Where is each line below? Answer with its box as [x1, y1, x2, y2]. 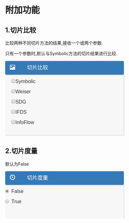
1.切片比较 [5, 26, 37, 34]
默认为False [5, 161, 29, 167]
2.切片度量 [5, 147, 38, 155]
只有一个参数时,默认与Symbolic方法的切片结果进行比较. [5, 51, 118, 56]
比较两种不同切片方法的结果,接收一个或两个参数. [5, 40, 103, 46]
